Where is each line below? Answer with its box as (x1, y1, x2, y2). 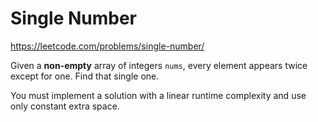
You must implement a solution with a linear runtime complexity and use (10, 89, 307, 101)
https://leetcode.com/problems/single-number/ (10, 40, 205, 52)
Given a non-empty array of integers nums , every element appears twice (10, 59, 308, 71)
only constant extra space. (10, 100, 120, 112)
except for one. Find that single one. (10, 70, 160, 82)
